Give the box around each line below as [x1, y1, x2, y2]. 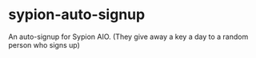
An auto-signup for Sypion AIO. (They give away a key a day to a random [8, 32, 249, 41]
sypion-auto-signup [8, 6, 146, 24]
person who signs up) [8, 40, 80, 49]
